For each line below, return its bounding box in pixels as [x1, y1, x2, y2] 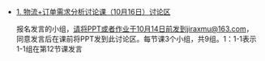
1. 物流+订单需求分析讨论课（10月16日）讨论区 [15, 7, 171, 16]
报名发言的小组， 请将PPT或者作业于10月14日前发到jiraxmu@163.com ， [15, 24, 254, 34]
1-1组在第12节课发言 [15, 44, 83, 54]
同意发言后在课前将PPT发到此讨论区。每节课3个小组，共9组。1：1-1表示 [15, 35, 257, 43]
